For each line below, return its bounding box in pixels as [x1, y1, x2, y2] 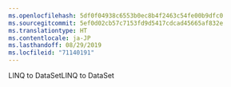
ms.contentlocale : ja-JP [8, 34, 91, 42]
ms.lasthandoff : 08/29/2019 [8, 42, 102, 49]
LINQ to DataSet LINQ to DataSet [8, 71, 114, 80]
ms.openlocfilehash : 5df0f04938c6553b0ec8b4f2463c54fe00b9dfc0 [8, 11, 224, 20]
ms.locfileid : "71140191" [8, 49, 94, 57]
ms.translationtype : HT [8, 26, 88, 34]
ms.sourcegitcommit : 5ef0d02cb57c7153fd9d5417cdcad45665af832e [8, 19, 224, 27]
